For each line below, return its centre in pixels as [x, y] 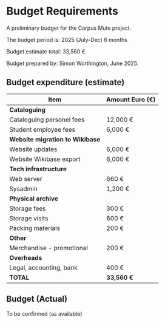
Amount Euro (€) [131, 100]
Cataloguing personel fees [47, 120]
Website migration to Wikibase [55, 139]
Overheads [26, 257]
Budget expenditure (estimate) [66, 82]
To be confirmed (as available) [44, 313]
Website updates [33, 149]
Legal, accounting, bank [43, 267]
